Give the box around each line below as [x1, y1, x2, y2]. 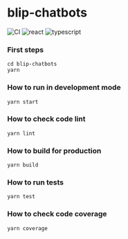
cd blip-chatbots [7, 61, 57, 68]
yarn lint [7, 130, 36, 137]
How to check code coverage [7, 209, 107, 219]
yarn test [7, 193, 36, 200]
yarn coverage [7, 224, 48, 232]
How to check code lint [7, 114, 86, 124]
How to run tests [7, 178, 64, 187]
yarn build [7, 162, 39, 169]
